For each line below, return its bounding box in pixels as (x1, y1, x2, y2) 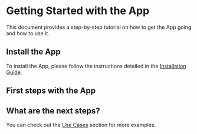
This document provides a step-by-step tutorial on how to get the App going (6, 24, 192, 31)
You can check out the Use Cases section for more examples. (6, 121, 156, 128)
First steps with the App (6, 86, 96, 96)
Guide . (6, 69, 22, 76)
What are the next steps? (6, 106, 100, 116)
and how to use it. (6, 29, 50, 36)
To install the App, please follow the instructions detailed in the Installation (6, 62, 186, 69)
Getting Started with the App (6, 4, 150, 18)
